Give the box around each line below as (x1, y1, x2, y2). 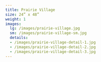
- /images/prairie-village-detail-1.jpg (10, 40, 96, 45)
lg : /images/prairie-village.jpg (10, 26, 80, 31)
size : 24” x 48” (5, 12, 39, 17)
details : (10, 35, 28, 40)
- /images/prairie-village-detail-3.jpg (10, 49, 96, 54)
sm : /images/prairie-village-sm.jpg (10, 30, 87, 35)
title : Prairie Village (5, 7, 56, 12)
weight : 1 (5, 16, 26, 21)
